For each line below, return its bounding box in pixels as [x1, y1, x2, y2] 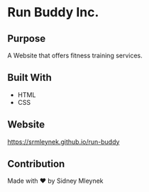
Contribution [7, 158, 65, 170]
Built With [7, 72, 52, 84]
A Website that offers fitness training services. [7, 51, 143, 60]
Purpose [7, 33, 46, 45]
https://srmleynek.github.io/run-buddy [7, 137, 120, 146]
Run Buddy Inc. [7, 4, 99, 21]
